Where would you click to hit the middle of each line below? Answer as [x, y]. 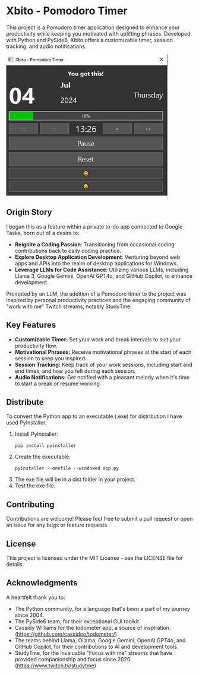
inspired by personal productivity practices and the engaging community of [99, 300]
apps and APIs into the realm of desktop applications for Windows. [96, 263]
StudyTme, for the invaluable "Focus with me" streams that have [93, 653]
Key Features [31, 325]
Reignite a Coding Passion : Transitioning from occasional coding [94, 244]
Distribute [25, 402]
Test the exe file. [35, 486]
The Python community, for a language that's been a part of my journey [102, 609]
